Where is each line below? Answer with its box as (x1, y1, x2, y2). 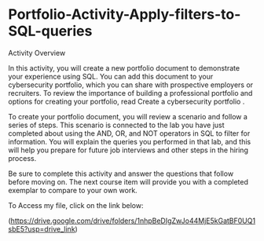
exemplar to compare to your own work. (8, 185, 137, 195)
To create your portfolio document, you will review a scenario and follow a (8, 111, 247, 121)
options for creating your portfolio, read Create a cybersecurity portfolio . (8, 97, 245, 106)
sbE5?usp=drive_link (8, 224, 76, 233)
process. (8, 153, 37, 162)
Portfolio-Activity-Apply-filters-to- (8, 5, 241, 24)
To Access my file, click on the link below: (8, 200, 144, 210)
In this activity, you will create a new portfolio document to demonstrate (8, 63, 240, 72)
